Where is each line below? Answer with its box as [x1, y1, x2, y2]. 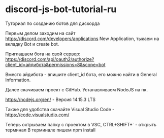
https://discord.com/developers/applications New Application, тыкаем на [5, 36, 159, 42]
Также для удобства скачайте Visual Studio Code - [5, 106, 115, 112]
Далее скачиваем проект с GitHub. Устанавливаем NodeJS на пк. [5, 86, 148, 92]
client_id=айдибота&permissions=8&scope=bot [5, 61, 106, 67]
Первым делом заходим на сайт [5, 30, 76, 36]
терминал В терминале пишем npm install [5, 127, 95, 133]
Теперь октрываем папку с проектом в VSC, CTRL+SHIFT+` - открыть [5, 121, 156, 127]
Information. [5, 77, 31, 83]
